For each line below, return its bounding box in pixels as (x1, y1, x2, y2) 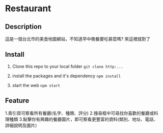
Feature (5, 96, 29, 105)
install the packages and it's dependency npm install (12, 73, 121, 79)
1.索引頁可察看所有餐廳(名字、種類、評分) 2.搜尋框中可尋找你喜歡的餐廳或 (5, 110, 154, 116)
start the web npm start (12, 82, 60, 88)
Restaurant (5, 3, 52, 14)
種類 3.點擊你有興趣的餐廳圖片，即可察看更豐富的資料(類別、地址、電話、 (9, 116, 158, 122)
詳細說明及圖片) (5, 122, 37, 128)
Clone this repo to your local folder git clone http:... (12, 63, 124, 69)
